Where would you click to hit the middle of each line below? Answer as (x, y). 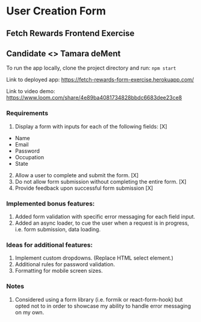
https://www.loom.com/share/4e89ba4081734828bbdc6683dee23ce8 (94, 98)
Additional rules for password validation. (65, 264)
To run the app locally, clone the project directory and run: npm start (91, 68)
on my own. (29, 312)
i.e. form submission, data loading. (58, 229)
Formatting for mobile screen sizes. (59, 271)
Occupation (29, 157)
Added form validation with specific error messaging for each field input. (105, 216)
